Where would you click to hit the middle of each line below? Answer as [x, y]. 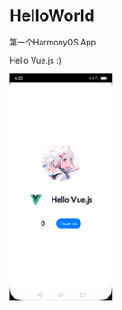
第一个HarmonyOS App [53, 42]
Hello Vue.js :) [35, 60]
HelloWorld [52, 16]
